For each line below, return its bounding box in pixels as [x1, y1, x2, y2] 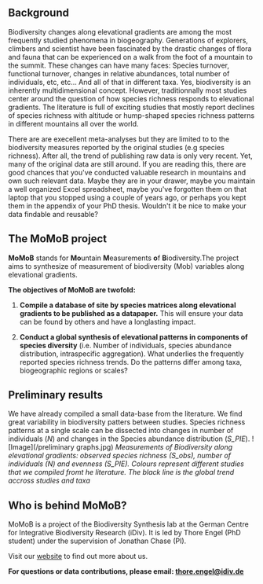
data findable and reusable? [8, 209, 98, 219]
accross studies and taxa [8, 476, 90, 486]
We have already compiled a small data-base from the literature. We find [8, 409, 243, 419]
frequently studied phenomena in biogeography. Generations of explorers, [8, 35, 249, 45]
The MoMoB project [8, 232, 108, 246]
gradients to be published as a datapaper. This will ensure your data [19, 308, 243, 318]
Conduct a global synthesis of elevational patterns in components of [19, 332, 249, 341]
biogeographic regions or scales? [19, 365, 128, 375]
